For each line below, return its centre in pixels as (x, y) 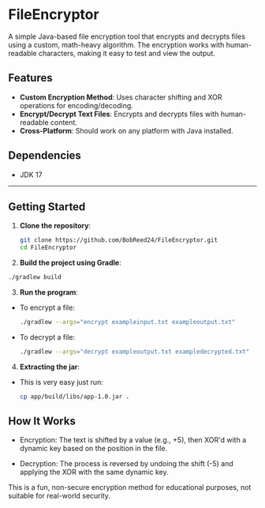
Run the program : (49, 292)
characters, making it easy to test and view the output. (127, 53)
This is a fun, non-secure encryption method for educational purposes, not (130, 487)
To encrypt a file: (47, 307)
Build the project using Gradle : (70, 263)
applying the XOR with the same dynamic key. (94, 472)
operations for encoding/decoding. (77, 105)
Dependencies (45, 156)
